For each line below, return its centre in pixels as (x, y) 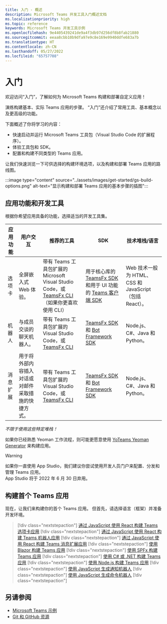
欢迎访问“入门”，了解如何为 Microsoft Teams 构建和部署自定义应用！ (76, 97)
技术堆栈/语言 (143, 241)
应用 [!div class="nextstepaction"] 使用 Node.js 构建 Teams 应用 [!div (88, 562)
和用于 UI (96, 285)
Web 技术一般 (142, 268)
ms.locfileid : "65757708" (32, 56)
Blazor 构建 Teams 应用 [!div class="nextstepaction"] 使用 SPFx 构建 (87, 550)
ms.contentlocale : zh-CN (31, 47)
